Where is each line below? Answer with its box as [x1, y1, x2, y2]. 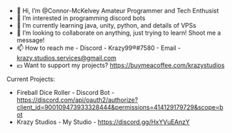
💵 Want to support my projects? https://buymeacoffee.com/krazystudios [16, 61, 225, 69]
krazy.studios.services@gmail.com [16, 54, 117, 62]
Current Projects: [6, 75, 55, 83]
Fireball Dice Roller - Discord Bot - [16, 89, 115, 96]
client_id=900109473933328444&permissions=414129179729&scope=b [16, 103, 224, 111]
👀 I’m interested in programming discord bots [16, 14, 146, 22]
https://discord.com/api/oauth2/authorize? [16, 96, 139, 104]
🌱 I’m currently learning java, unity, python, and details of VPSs [16, 21, 197, 29]
